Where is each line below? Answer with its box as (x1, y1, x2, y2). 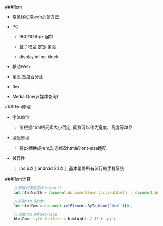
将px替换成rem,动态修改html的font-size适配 (19, 145, 107, 151)
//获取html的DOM (14, 198, 45, 204)
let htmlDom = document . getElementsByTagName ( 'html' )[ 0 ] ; (14, 203, 133, 208)
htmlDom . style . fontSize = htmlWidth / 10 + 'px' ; (14, 216, 116, 222)
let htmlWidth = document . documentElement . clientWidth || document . (14, 190, 155, 195)
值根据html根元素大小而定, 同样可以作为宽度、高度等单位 (19, 124, 133, 130)
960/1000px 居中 (19, 34, 53, 39)
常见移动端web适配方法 (12, 14, 59, 20)
